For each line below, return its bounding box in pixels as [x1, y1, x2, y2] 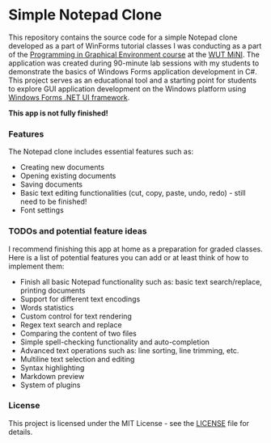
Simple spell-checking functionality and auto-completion [19, 337, 210, 347]
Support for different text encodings [19, 293, 141, 304]
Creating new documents [19, 162, 105, 172]
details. [8, 427, 33, 437]
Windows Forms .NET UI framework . [8, 92, 130, 102]
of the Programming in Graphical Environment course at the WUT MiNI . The [8, 49, 260, 59]
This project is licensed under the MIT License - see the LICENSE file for [8, 418, 249, 428]
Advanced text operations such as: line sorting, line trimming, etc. [19, 345, 239, 355]
